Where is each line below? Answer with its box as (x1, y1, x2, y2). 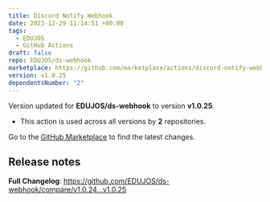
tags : (8, 26, 27, 34)
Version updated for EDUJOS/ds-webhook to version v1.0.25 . (8, 101, 215, 111)
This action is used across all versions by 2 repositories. (19, 116, 207, 126)
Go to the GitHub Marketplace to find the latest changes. (8, 131, 195, 141)
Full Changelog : (8, 176, 62, 186)
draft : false (8, 49, 52, 57)
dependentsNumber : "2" (8, 79, 84, 87)
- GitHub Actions (15, 42, 74, 50)
